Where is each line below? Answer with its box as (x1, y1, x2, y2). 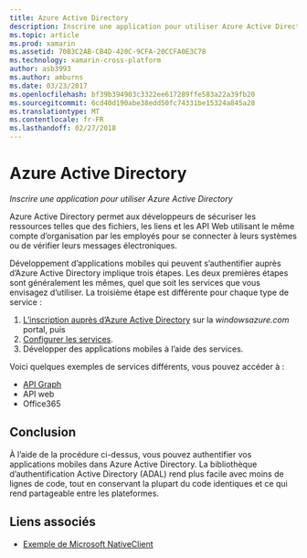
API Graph (22, 378, 62, 389)
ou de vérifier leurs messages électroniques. (9, 239, 178, 251)
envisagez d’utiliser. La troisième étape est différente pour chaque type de (9, 287, 290, 298)
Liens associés (9, 514, 96, 530)
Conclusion (9, 425, 77, 440)
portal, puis (22, 323, 66, 334)
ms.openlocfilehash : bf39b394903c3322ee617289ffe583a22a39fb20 (9, 89, 256, 99)
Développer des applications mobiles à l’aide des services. (22, 343, 244, 354)
